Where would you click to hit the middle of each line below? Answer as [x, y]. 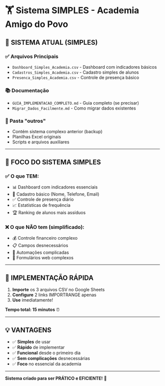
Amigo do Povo [37, 24]
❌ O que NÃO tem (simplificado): [45, 227]
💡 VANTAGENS [28, 330]
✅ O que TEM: [22, 176]
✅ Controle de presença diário [43, 199]
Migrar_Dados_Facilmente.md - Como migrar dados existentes [74, 108]
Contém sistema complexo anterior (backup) [57, 132]
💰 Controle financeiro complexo [45, 238]
